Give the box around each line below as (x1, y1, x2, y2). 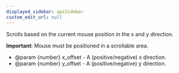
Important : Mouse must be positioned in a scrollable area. (6, 42, 149, 49)
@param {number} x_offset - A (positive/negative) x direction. (14, 53, 167, 61)
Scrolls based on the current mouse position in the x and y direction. (6, 30, 174, 37)
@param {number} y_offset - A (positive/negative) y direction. (14, 60, 167, 67)
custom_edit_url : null (6, 14, 62, 20)
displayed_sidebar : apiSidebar (6, 8, 84, 15)
